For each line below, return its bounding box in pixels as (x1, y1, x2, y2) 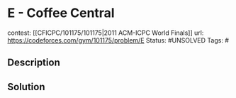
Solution (7, 80, 45, 93)
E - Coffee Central (7, 5, 115, 21)
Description (7, 57, 60, 69)
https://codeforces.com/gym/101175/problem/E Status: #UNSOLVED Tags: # (7, 36, 229, 44)
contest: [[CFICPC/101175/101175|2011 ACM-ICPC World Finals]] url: (7, 28, 204, 37)
